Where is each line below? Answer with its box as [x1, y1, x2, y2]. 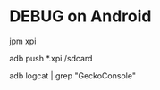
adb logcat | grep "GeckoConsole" [9, 70, 137, 81]
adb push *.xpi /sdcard [9, 53, 93, 63]
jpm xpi [9, 36, 37, 46]
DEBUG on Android [9, 6, 152, 27]
